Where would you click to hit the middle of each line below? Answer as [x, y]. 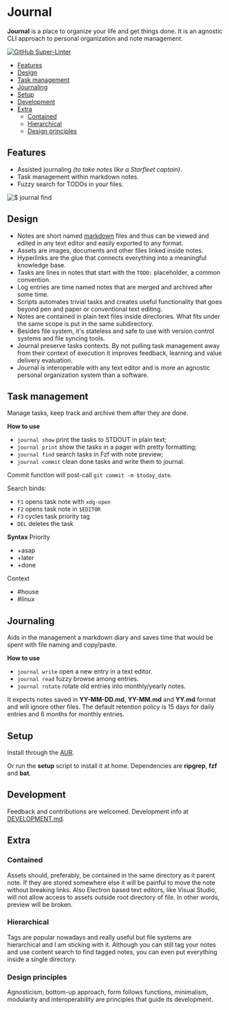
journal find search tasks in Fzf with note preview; [90, 454]
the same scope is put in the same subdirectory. [85, 323]
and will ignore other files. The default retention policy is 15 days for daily [111, 707]
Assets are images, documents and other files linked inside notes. [110, 250]
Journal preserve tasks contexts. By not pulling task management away [118, 345]
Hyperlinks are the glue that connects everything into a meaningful [112, 257]
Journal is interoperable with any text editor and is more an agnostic [113, 367]
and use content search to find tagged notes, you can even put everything [112, 951]
